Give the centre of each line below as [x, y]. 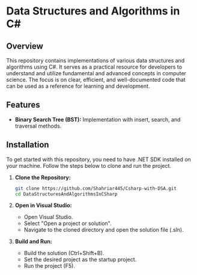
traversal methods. [38, 126]
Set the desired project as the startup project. [80, 259]
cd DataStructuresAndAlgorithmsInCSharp [66, 194]
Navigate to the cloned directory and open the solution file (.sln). [104, 230]
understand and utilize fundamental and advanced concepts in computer [96, 73]
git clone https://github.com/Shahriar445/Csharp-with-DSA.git [96, 188]
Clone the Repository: [43, 177]
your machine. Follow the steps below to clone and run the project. [89, 165]
